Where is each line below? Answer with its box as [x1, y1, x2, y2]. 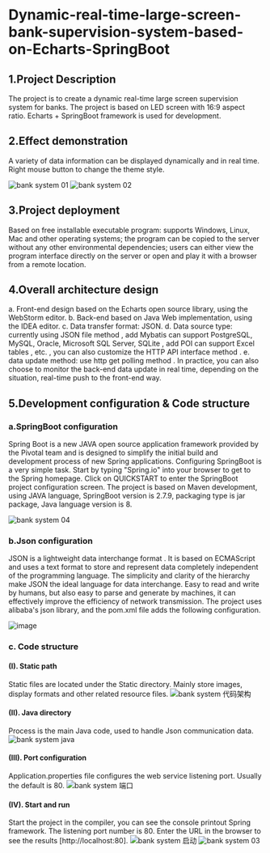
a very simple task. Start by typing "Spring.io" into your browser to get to [8, 465, 251, 475]
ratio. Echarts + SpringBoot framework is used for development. [8, 111, 221, 121]
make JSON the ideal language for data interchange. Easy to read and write [8, 579, 260, 589]
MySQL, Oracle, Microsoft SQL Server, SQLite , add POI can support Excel [8, 338, 255, 349]
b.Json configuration [8, 536, 93, 547]
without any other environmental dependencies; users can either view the [8, 242, 254, 252]
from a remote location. [8, 259, 86, 269]
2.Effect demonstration [8, 134, 129, 148]
